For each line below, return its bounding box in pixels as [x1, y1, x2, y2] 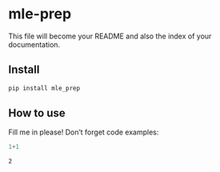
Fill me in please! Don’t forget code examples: [8, 127, 159, 137]
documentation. [8, 39, 61, 49]
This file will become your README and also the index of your [8, 31, 212, 41]
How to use [8, 106, 66, 120]
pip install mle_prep [8, 84, 81, 92]
